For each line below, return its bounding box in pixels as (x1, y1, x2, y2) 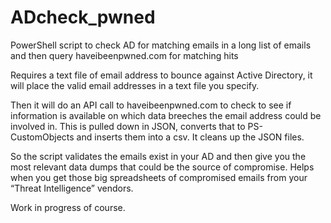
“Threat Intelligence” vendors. (10, 182, 134, 194)
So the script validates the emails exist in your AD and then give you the (10, 150, 307, 162)
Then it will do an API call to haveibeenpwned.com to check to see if (10, 99, 292, 111)
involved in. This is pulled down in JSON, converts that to (10, 120, 246, 132)
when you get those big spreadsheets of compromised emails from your (10, 171, 308, 183)
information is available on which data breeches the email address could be (10, 109, 322, 121)
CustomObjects (10, 131, 75, 143)
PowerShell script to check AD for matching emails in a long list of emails (10, 39, 312, 51)
